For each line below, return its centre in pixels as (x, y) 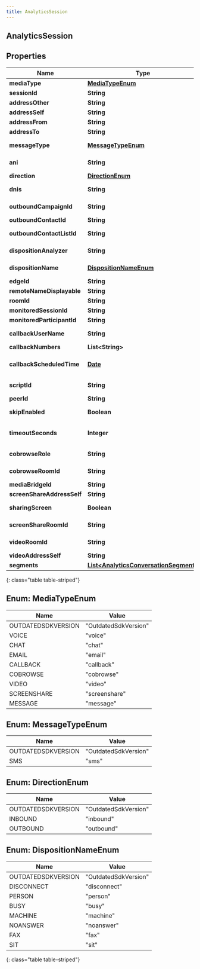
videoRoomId (28, 542)
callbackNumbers (35, 347)
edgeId (19, 281)
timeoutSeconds (33, 433)
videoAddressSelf (35, 555)
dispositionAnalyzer (38, 250)
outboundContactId (38, 220)
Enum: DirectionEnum (48, 782)
